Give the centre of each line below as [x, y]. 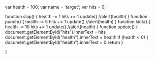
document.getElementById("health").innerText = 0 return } [64, 42]
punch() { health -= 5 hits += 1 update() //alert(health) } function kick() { [78, 22]
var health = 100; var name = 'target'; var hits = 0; [55, 7]
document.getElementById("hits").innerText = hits [55, 32]
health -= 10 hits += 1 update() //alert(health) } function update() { [72, 27]
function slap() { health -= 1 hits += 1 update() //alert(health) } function [76, 16]
